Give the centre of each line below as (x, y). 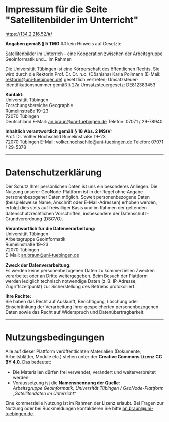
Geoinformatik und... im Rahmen (38, 59)
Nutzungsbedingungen (55, 337)
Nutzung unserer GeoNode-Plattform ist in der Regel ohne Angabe (74, 192)
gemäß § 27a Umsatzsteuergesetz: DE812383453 (104, 85)
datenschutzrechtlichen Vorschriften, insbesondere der (62, 213)
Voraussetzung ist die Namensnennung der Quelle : (66, 383)
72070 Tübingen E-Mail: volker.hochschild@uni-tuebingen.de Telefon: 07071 (84, 142)
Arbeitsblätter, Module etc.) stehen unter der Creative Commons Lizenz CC (84, 356)
